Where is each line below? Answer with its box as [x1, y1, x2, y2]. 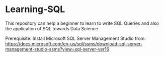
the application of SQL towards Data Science [5, 25, 98, 31]
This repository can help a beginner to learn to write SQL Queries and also [5, 20, 159, 26]
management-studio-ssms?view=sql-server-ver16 [5, 46, 110, 52]
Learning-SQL [5, 4, 65, 15]
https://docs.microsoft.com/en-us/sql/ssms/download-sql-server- [5, 40, 143, 46]
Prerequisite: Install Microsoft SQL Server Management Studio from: [5, 35, 146, 41]
